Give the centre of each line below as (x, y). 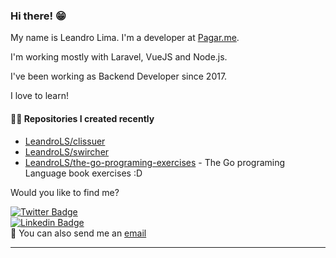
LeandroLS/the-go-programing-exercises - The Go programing (155, 162)
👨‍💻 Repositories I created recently (82, 118)
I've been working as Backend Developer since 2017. (119, 76)
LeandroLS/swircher (67, 151)
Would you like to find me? (65, 192)
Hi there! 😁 (38, 16)
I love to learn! (40, 96)
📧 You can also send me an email (78, 233)
